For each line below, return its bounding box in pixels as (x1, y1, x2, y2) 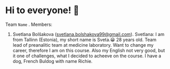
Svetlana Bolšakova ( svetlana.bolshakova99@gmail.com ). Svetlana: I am (12, 31, 164, 37)
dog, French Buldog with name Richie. (12, 58, 93, 64)
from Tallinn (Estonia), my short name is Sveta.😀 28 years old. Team (12, 37, 157, 43)
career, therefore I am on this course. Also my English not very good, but (12, 47, 165, 53)
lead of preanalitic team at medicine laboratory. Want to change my (12, 42, 154, 48)
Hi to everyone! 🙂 (5, 5, 79, 16)
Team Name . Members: (5, 21, 52, 27)
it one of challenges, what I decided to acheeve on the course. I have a (12, 53, 161, 59)
